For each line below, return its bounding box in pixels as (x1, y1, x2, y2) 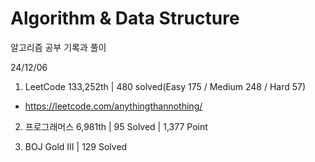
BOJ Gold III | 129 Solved (24, 140, 128, 152)
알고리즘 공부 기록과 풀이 (10, 41, 107, 53)
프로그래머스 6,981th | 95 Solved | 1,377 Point (24, 120, 208, 132)
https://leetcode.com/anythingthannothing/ (24, 100, 203, 112)
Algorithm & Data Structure (10, 7, 240, 30)
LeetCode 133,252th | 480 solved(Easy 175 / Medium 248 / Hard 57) (24, 80, 307, 92)
